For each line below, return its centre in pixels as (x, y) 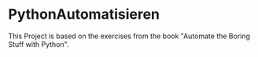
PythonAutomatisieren (84, 14)
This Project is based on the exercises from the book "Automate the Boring (129, 36)
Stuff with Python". (39, 44)
